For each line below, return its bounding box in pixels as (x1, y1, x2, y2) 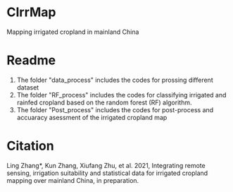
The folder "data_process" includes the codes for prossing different (16, 76, 213, 84)
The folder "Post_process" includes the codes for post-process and (16, 105, 214, 114)
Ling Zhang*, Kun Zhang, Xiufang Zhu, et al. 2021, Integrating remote (6, 161, 206, 169)
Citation (6, 138, 54, 154)
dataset (16, 83, 39, 92)
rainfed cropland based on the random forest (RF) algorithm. (16, 98, 192, 107)
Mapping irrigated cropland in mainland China (6, 28, 139, 36)
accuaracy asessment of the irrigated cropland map (16, 113, 168, 121)
